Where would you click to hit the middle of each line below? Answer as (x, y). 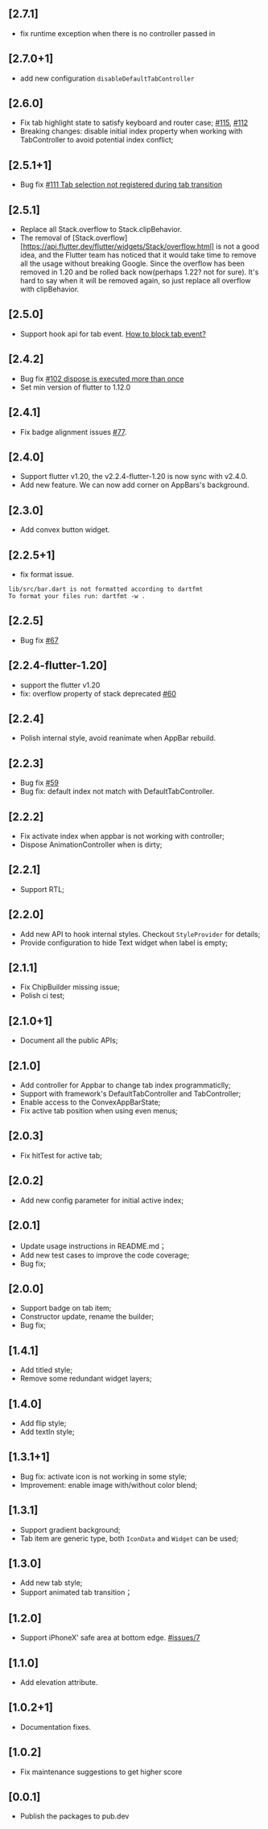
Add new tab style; (51, 1583)
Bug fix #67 (39, 640)
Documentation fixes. (55, 1727)
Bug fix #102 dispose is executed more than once (102, 378)
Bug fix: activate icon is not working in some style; (103, 1476)
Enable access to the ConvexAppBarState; (90, 1102)
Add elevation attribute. (59, 1682)
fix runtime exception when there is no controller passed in (118, 33)
